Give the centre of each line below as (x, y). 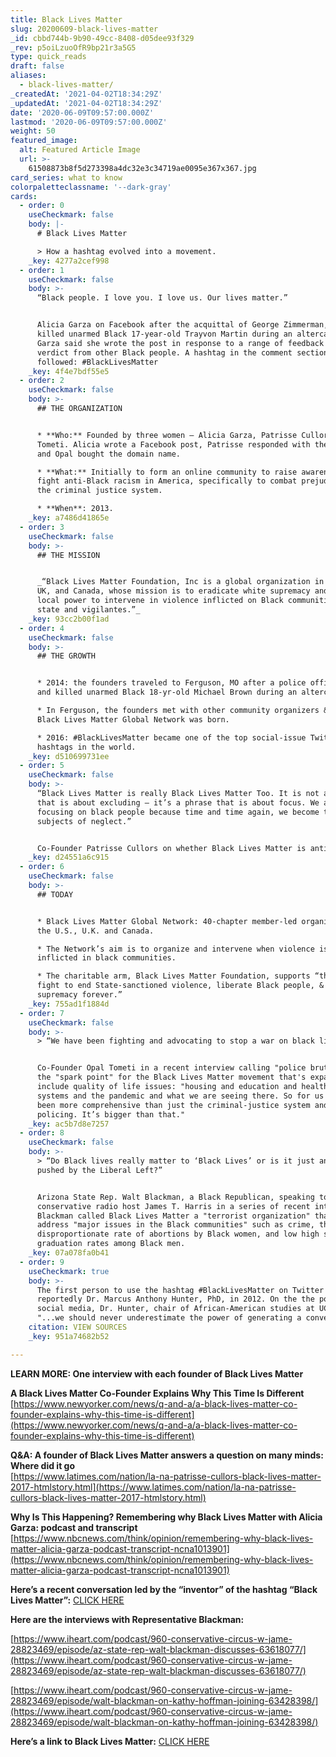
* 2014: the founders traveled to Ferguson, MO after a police (171, 683)
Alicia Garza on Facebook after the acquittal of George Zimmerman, (182, 325)
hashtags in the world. (86, 747)
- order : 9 (42, 1262)
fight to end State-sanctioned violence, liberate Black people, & (180, 986)
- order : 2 (42, 381)
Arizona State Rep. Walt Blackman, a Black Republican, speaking (175, 1197)
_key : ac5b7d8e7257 (69, 1124)
